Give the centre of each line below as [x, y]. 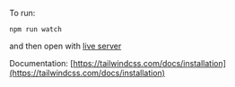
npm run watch [36, 30]
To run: [22, 13]
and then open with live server [65, 46]
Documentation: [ [41, 63]
